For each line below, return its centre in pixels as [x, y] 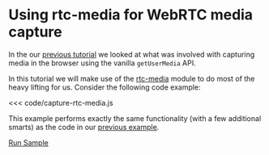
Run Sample [28, 142]
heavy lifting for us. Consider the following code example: [105, 87]
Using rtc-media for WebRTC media [131, 15]
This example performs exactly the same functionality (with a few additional [135, 118]
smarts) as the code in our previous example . [84, 127]
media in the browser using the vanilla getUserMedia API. [102, 63]
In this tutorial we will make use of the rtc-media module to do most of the [132, 78]
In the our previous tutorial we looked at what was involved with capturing [132, 54]
